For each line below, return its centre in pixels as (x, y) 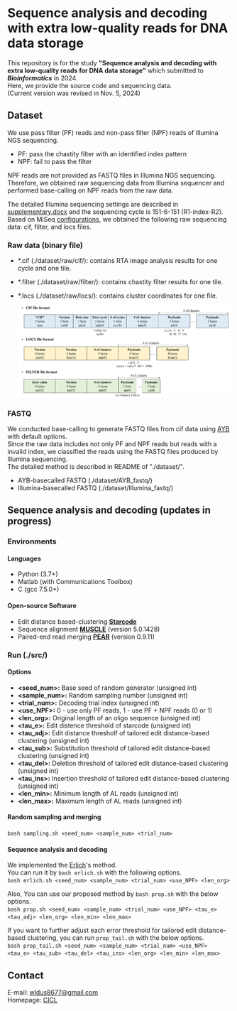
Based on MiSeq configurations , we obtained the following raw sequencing (117, 219)
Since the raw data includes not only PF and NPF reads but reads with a (112, 444)
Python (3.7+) (38, 574)
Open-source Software (42, 605)
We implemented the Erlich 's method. (62, 865)
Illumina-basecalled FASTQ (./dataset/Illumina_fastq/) (95, 487)
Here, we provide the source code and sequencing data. (90, 85)
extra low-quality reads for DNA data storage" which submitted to (105, 70)
